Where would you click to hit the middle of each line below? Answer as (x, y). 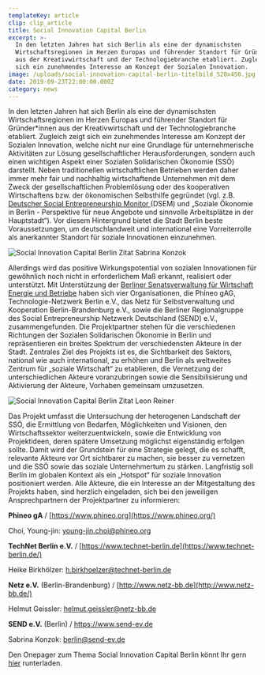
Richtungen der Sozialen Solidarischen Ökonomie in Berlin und (110, 335)
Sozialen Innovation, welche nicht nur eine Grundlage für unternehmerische (131, 145)
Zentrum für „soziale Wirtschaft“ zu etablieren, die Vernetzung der (116, 369)
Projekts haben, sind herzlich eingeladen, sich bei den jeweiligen (113, 492)
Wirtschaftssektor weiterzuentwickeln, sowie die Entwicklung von (115, 433)
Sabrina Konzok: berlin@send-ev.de (67, 639)
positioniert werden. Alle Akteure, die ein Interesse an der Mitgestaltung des (132, 484)
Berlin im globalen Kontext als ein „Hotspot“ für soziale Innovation (115, 475)
